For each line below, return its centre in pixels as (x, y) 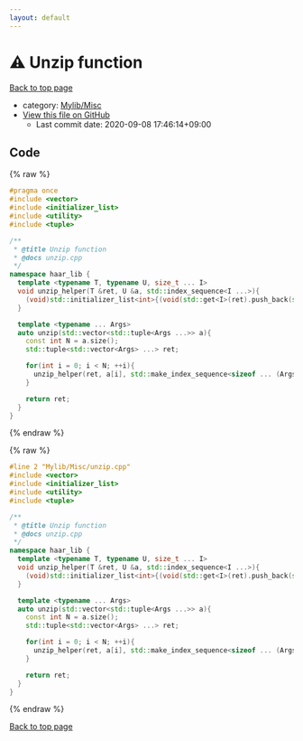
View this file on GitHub (66, 115)
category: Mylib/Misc (62, 105)
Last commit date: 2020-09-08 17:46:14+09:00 (124, 124)
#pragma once (34, 191)
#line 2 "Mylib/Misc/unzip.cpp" (70, 467)
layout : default (40, 18)
